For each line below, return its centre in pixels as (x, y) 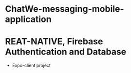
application (28, 19)
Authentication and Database (66, 52)
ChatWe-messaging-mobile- (65, 9)
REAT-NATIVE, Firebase (54, 42)
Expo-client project (31, 65)
